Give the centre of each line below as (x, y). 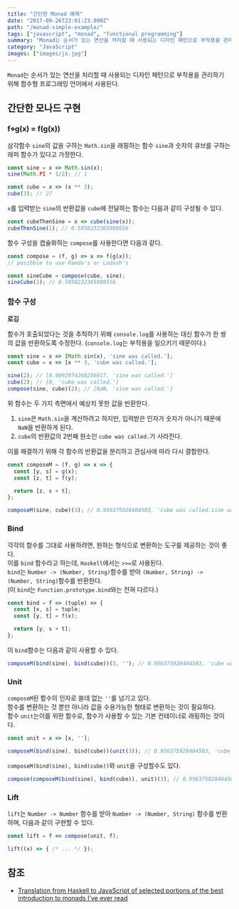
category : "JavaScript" (43, 47)
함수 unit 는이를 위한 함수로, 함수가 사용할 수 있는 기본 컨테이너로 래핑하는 (110, 716)
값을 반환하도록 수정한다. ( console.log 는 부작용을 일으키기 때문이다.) (110, 343)
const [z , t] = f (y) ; (46, 478)
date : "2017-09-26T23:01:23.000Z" (59, 21)
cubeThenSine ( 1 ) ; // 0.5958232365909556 (68, 228)
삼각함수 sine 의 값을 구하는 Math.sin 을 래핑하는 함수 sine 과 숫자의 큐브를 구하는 (119, 145)
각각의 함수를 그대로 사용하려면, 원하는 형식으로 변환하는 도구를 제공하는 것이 (114, 545)
